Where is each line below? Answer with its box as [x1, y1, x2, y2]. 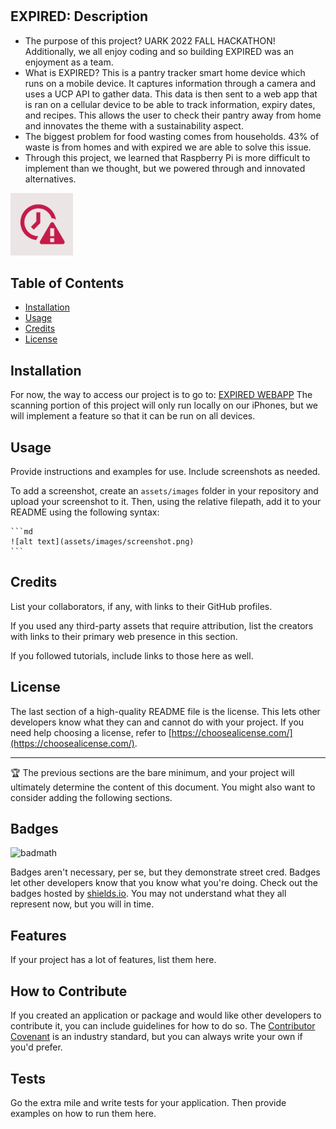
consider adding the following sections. [10, 791, 173, 803]
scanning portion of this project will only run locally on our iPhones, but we [10, 399, 319, 412]
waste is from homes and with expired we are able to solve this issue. [24, 141, 312, 153]
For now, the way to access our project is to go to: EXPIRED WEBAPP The [10, 389, 313, 401]
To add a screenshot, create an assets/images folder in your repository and [10, 485, 319, 497]
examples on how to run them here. [10, 1107, 157, 1119]
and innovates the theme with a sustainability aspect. [24, 119, 244, 132]
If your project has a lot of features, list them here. [10, 954, 217, 966]
